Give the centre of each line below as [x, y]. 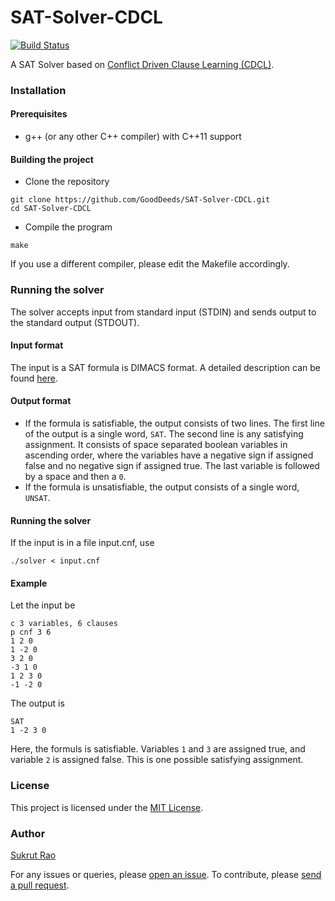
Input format [37, 345]
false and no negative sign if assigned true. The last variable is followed [172, 465]
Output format [41, 401]
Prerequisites [39, 114]
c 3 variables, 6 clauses [64, 624]
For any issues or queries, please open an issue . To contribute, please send [166, 874]
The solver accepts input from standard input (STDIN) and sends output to [163, 312]
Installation [38, 90]
